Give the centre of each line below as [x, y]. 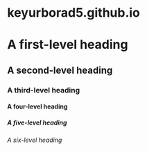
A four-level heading [37, 106]
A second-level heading [60, 70]
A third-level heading [44, 90]
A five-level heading [37, 122]
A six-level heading [35, 140]
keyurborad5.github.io [74, 13]
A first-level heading [68, 45]
